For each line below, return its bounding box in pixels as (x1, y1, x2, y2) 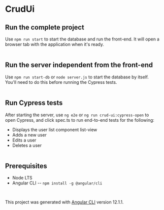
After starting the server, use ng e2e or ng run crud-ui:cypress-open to (5, 112, 149, 118)
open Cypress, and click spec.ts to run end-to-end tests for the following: (5, 117, 155, 123)
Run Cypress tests (5, 99, 63, 107)
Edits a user (12, 137, 36, 143)
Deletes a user (12, 142, 42, 148)
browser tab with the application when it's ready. (5, 41, 104, 47)
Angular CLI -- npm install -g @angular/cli (12, 180, 102, 186)
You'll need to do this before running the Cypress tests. (5, 79, 117, 85)
